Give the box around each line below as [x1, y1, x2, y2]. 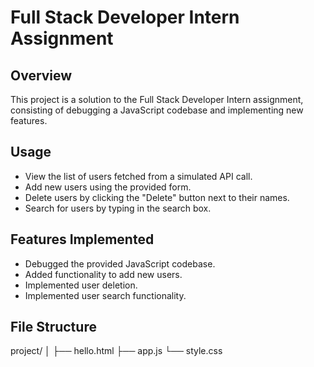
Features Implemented [10, 231, 155, 248]
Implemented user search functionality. [24, 289, 187, 301]
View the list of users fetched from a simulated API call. [24, 170, 253, 182]
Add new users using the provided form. [24, 181, 192, 193]
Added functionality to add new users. [24, 268, 183, 280]
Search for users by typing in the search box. [24, 202, 212, 214]
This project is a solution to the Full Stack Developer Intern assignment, [10, 94, 304, 105]
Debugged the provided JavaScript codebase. [24, 257, 216, 270]
